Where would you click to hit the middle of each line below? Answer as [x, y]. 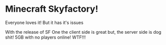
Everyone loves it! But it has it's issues [44, 22]
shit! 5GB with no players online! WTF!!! [45, 37]
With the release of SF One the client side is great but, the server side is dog [83, 32]
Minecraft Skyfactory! [52, 9]
